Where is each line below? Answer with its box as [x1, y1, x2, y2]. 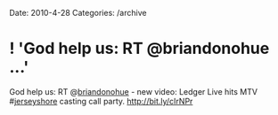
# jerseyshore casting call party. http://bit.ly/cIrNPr [9, 96, 193, 106]
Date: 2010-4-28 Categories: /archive [9, 8, 147, 18]
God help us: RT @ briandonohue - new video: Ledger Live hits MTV [9, 86, 258, 96]
